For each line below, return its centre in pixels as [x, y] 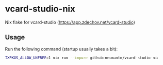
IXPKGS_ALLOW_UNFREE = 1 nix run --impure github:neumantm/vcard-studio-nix [82, 58]
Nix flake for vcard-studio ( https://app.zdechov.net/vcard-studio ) [70, 22]
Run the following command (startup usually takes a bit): [61, 49]
